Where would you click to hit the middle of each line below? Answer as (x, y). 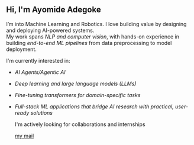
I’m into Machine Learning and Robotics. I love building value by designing (96, 24)
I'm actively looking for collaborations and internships (80, 124)
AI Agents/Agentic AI (40, 72)
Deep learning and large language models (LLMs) (75, 83)
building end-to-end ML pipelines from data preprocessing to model (89, 43)
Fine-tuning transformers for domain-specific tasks (77, 95)
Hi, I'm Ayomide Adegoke (54, 10)
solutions (42, 112)
